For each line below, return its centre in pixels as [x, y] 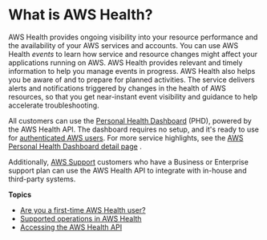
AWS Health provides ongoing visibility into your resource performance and [133, 37]
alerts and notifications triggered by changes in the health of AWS [117, 88]
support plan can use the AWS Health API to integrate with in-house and [127, 170]
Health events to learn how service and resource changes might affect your [133, 54]
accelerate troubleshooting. [54, 105]
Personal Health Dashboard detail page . [75, 146]
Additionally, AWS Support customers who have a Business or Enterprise [128, 161]
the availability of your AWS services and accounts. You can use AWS [123, 45]
